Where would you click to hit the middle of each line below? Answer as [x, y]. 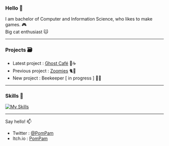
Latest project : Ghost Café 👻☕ [44, 63]
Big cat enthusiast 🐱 [27, 32]
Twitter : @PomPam [33, 133]
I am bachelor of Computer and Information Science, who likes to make [79, 19]
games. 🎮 [16, 25]
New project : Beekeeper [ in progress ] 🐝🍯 [57, 78]
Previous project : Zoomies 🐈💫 [44, 70]
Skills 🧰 [14, 96]
